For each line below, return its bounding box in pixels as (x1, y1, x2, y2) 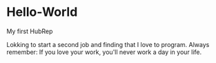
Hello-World (6, 4, 78, 20)
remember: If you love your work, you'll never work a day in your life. (6, 48, 202, 56)
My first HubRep (6, 27, 53, 35)
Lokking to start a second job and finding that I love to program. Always (6, 40, 210, 48)
